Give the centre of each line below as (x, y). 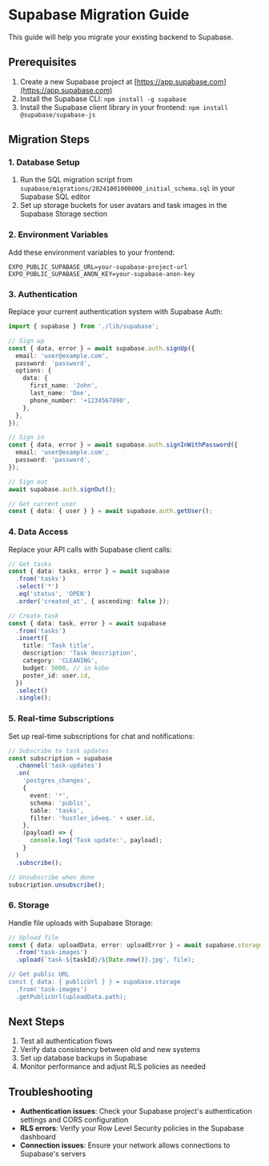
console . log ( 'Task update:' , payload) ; (96, 841)
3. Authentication (43, 294)
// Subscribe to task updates (59, 751)
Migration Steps (49, 139)
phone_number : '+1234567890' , (80, 400)
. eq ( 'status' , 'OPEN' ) (53, 594)
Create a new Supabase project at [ (78, 81)
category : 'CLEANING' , (60, 661)
